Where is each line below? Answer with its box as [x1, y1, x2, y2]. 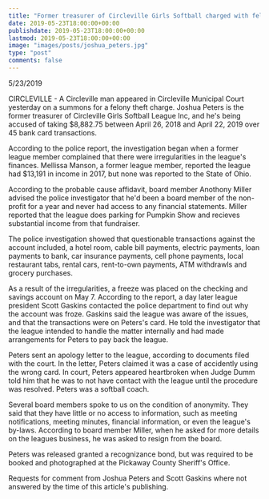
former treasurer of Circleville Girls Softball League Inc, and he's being [8, 111, 242, 120]
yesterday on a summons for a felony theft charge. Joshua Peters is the [8, 102, 244, 112]
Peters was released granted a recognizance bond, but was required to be [8, 449, 254, 459]
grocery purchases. [8, 268, 74, 277]
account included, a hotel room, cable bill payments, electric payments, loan [8, 242, 260, 252]
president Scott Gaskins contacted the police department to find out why [8, 300, 249, 310]
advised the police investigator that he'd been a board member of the [8, 193, 238, 203]
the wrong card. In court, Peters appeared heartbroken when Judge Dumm [8, 367, 255, 376]
